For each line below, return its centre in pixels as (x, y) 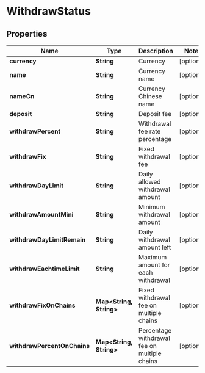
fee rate (149, 131)
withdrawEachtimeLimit (45, 269)
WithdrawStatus (49, 11)
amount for (154, 265)
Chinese (150, 96)
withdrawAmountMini (41, 215)
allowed (149, 182)
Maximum (153, 257)
